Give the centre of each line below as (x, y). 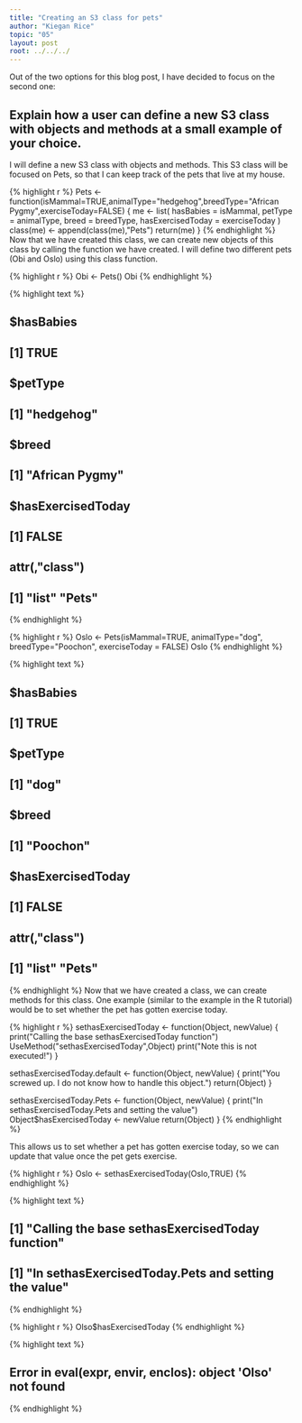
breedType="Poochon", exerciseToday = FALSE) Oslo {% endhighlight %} (146, 647)
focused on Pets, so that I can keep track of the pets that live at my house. (147, 174)
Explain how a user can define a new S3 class (139, 115)
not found (37, 1386)
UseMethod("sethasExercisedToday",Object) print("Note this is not (133, 1046)
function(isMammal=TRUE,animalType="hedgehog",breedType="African (144, 201)
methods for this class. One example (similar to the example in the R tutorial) (151, 1000)
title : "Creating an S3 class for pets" (87, 18)
